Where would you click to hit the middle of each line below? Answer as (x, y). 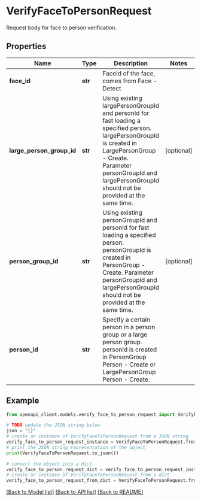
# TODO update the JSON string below (53, 425)
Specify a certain (127, 320)
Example (23, 401)
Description (131, 63)
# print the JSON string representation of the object (76, 447)
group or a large (125, 335)
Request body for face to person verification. (62, 28)
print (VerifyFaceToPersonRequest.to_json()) (63, 453)
